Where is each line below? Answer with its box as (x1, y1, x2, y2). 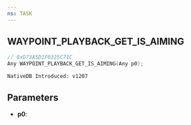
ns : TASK (7, 10, 33, 17)
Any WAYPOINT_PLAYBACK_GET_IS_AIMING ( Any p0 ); (7, 60, 144, 68)
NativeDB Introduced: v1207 (7, 73, 89, 80)
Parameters (7, 91, 59, 104)
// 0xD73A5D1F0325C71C (7, 54, 73, 61)
